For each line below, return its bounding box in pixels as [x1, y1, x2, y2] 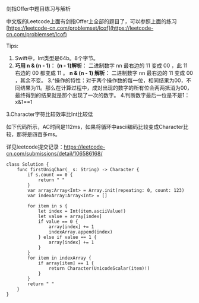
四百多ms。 [31, 131, 61, 138]
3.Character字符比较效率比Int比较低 [6, 111, 93, 118]
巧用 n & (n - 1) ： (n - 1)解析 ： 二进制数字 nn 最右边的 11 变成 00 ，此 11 [14, 62, 188, 69]
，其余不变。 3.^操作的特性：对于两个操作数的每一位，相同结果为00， [14, 77, 187, 84]
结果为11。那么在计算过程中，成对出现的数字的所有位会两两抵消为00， [20, 84, 192, 91]
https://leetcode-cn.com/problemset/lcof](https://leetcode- [8, 24, 154, 31]
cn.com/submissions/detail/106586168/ [6, 150, 103, 157]
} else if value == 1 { [37, 234, 97, 240]
